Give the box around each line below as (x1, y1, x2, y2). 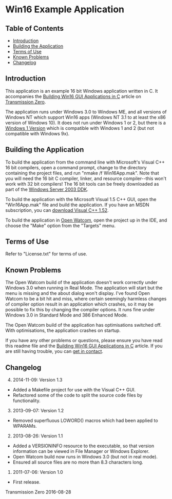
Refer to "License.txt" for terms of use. (5, 251, 87, 257)
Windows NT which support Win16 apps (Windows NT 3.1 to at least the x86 (5, 114, 166, 120)
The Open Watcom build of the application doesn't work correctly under (5, 280, 158, 286)
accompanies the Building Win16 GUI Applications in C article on (5, 93, 141, 99)
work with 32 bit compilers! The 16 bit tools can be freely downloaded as (5, 181, 159, 187)
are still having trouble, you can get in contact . (5, 348, 104, 354)
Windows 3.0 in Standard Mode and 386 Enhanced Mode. (5, 312, 128, 318)
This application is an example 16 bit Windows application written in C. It (5, 88, 158, 94)
